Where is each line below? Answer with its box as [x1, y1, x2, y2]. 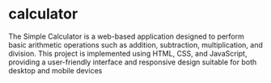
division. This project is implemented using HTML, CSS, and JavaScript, [8, 48, 248, 58]
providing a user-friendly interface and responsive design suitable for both [8, 57, 257, 67]
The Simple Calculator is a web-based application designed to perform [8, 31, 245, 41]
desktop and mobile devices [8, 65, 103, 75]
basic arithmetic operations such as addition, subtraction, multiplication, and [8, 39, 263, 49]
